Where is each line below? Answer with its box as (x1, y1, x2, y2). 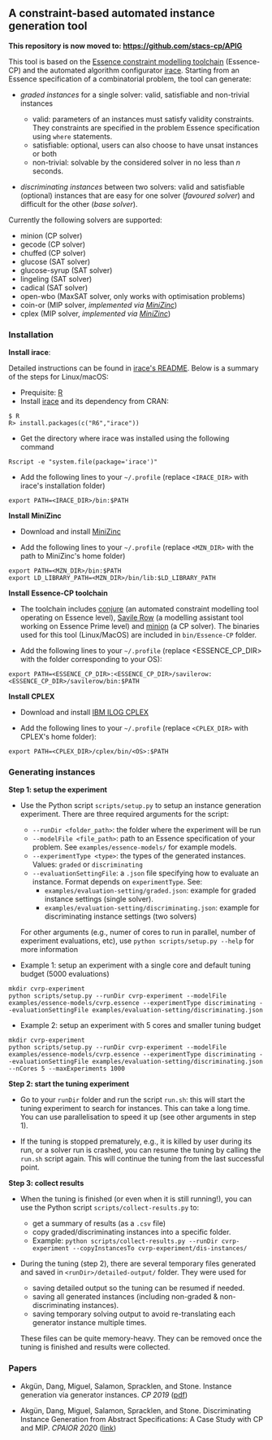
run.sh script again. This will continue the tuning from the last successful (19, 1154, 265, 1164)
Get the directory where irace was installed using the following (19, 433, 230, 443)
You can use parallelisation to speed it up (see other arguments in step (19, 1112, 257, 1122)
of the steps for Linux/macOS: (8, 372, 110, 382)
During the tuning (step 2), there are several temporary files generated (19, 1258, 257, 1269)
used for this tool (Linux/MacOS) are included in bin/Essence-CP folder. (19, 630, 257, 640)
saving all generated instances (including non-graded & (32, 1292, 218, 1302)
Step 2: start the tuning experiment (8, 1079, 130, 1089)
